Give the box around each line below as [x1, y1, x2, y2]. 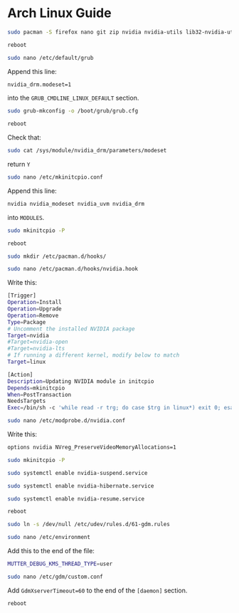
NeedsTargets [7, 397, 46, 405]
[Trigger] [7, 292, 37, 300]
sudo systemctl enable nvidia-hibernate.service [7, 482, 154, 489]
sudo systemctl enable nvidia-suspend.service [7, 469, 148, 476]
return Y [7, 160, 31, 169]
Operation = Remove [7, 312, 59, 319]
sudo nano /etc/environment [7, 534, 91, 541]
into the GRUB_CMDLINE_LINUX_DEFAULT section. [7, 94, 139, 103]
